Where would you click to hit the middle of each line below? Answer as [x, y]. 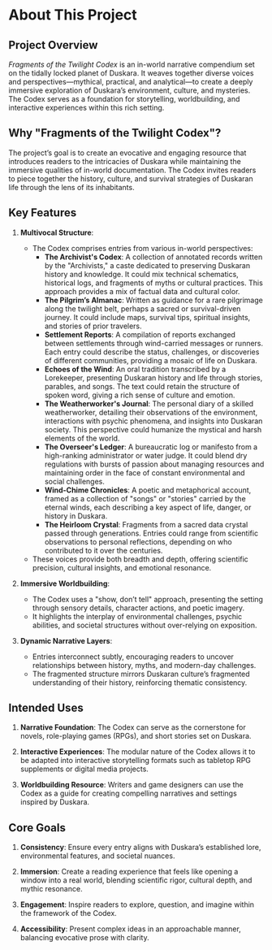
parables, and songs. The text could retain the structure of [142, 386]
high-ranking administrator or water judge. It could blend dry [146, 455]
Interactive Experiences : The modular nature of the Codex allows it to [138, 752]
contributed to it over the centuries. [104, 550]
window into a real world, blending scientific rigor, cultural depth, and [136, 880]
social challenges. [75, 481]
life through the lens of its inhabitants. [72, 187]
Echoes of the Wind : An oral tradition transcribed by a [135, 369]
